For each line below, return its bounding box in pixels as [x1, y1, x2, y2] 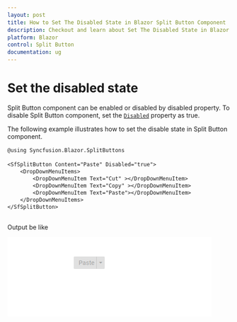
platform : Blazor [7, 34, 59, 41]
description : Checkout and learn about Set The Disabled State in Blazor [7, 26, 230, 33]
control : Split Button [7, 41, 74, 49]
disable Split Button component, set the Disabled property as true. [7, 110, 200, 120]
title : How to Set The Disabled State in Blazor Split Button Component [7, 18, 226, 26]
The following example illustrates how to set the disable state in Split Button [7, 125, 228, 133]
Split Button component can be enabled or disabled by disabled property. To [7, 103, 230, 112]
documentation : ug [7, 49, 62, 56]
